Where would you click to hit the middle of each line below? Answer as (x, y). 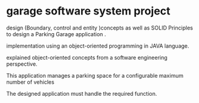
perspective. (22, 64)
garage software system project (88, 11)
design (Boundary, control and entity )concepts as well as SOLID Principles (100, 28)
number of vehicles (30, 82)
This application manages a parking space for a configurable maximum (95, 75)
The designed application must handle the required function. (82, 93)
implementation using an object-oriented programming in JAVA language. (98, 46)
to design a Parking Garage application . (56, 34)
